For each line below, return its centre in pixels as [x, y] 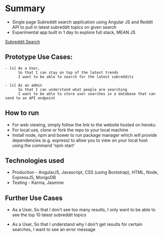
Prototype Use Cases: [39, 57]
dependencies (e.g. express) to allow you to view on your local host [80, 140]
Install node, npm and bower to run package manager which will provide [84, 135]
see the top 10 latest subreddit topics [49, 215]
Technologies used [35, 160]
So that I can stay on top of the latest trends [68, 73]
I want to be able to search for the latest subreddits [76, 77]
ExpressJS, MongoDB [34, 178]
